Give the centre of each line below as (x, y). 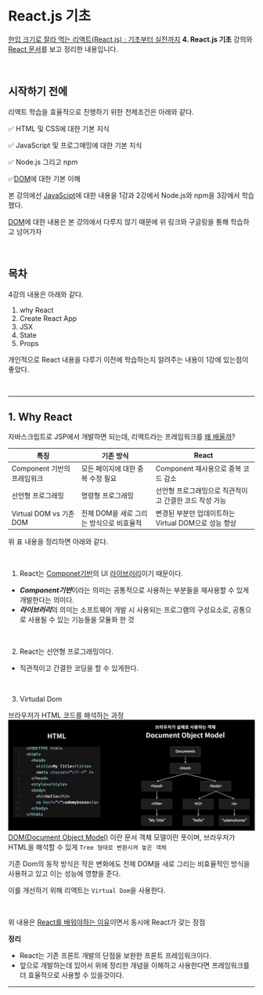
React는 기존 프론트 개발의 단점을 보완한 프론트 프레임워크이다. (115, 956)
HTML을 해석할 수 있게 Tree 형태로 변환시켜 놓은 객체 (87, 847)
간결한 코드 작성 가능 (195, 501)
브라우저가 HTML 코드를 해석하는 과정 (66, 716)
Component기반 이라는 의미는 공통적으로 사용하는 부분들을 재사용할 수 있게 (134, 590)
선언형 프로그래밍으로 (188, 490)
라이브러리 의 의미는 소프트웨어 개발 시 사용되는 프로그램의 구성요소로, (125, 610)
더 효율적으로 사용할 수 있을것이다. (72, 975)
